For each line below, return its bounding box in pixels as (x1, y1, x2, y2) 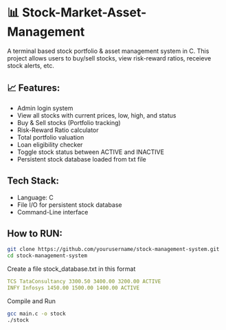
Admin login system (16, 104, 74, 112)
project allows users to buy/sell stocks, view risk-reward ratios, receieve (7, 54, 212, 62)
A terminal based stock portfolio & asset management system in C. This (7, 47, 210, 55)
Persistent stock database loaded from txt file (16, 155, 146, 163)
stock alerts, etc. (7, 61, 55, 69)
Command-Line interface (16, 208, 89, 216)
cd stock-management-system (7, 252, 88, 259)
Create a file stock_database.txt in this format (7, 265, 136, 273)
